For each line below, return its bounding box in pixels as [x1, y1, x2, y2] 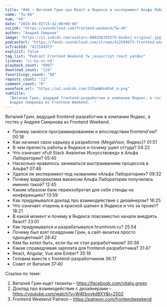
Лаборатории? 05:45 [12, 155, 57, 161]
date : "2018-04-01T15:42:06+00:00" [5, 21, 79, 26]
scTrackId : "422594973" [5, 44, 55, 49]
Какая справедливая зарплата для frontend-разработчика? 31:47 [12, 245, 151, 251]
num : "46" [5, 16, 26, 21]
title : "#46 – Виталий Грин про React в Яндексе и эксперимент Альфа [5, 7, 153, 12]
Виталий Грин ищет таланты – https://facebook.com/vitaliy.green [12, 280, 148, 287]
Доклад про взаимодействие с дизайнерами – [12, 286, 112, 292]
